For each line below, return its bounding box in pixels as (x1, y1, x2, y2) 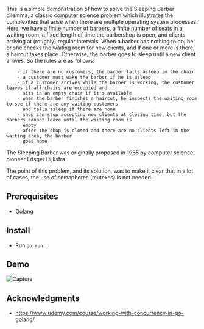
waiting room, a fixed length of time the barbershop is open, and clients (6, 31, 186, 38)
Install (6, 225, 30, 236)
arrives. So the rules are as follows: (6, 57, 95, 64)
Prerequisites (6, 192, 58, 202)
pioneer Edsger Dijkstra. (6, 156, 67, 162)
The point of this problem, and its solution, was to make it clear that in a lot (6, 167, 194, 175)
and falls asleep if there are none (22, 106, 116, 112)
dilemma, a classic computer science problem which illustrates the (6, 12, 174, 19)
